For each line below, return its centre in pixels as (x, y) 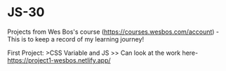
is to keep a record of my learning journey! (83, 39)
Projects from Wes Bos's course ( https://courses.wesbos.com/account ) (111, 32)
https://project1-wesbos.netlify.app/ (59, 60)
